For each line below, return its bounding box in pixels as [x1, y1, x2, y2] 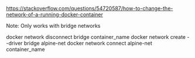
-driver [6, 40, 23, 46]
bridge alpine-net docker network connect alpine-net [23, 40, 152, 46]
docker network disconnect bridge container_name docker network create [6, 34, 186, 40]
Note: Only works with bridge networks [6, 23, 101, 29]
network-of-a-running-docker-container [6, 11, 104, 18]
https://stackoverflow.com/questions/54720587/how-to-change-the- [6, 5, 173, 12]
